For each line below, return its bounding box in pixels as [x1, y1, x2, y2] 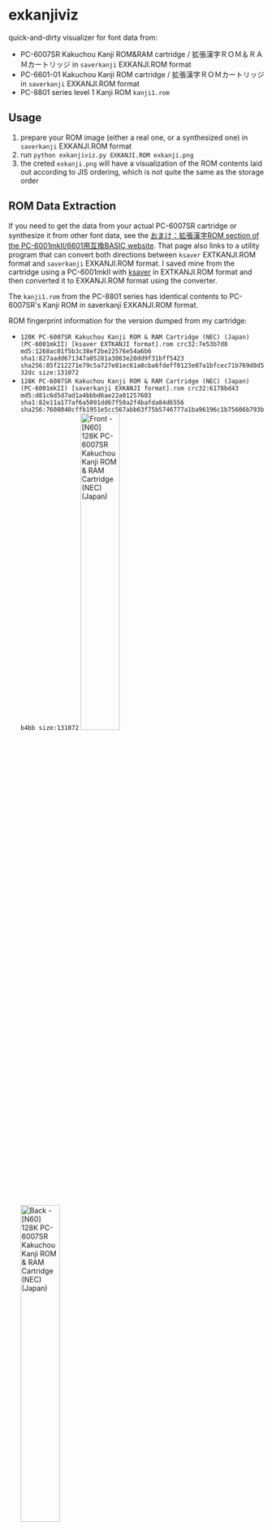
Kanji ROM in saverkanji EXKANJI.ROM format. [42, 300, 199, 309]
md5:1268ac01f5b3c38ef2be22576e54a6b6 [19, 347, 152, 355]
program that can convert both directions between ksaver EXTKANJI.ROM [8, 249, 256, 259]
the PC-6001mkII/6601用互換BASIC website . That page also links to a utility [8, 240, 260, 250]
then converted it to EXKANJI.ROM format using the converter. [8, 275, 218, 285]
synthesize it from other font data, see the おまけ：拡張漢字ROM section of [8, 230, 260, 240]
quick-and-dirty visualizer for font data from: [8, 32, 158, 42]
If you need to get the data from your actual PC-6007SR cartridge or [8, 221, 237, 231]
